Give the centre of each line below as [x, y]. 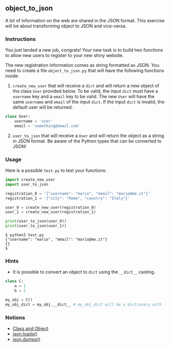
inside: [12, 76]
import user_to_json [27, 184]
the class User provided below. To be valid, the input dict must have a [85, 91]
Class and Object [31, 329]
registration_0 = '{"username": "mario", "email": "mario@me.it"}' [78, 193]
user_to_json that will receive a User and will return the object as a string [88, 136]
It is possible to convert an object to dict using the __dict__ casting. [84, 272]
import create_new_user [30, 180]
